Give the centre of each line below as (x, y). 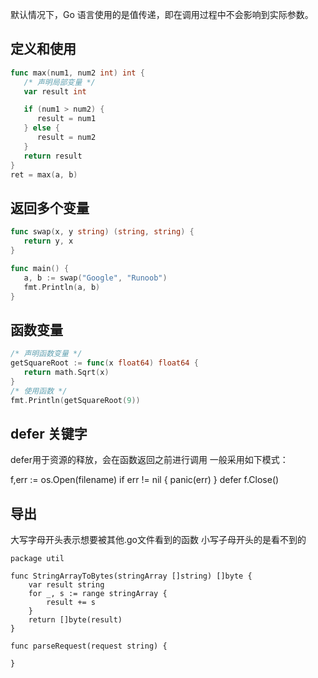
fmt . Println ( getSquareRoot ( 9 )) (75, 400)
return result (53, 156)
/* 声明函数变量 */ (46, 354)
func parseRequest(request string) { (89, 646)
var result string (66, 585)
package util (37, 559)
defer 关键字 (49, 433)
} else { (41, 128)
